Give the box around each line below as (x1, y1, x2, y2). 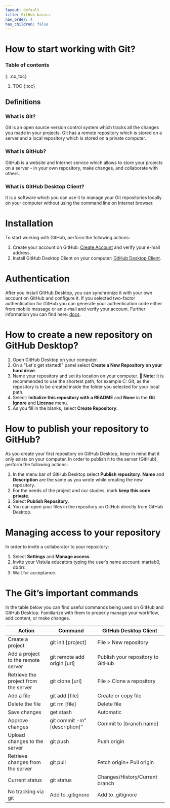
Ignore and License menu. (12, 400, 68, 406)
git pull (50, 759, 66, 766)
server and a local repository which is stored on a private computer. (5, 135, 147, 141)
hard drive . (12, 367, 36, 373)
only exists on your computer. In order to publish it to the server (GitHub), (5, 456, 158, 462)
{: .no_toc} (5, 73, 27, 79)
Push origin (97, 737, 124, 745)
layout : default (5, 7, 39, 13)
